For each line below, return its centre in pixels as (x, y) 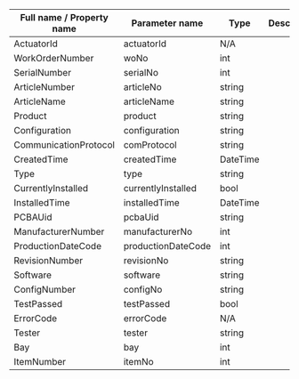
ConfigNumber (45, 290)
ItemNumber (40, 362)
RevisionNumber (48, 260)
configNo (143, 290)
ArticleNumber (44, 87)
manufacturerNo (158, 232)
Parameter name (167, 23)
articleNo (142, 87)
